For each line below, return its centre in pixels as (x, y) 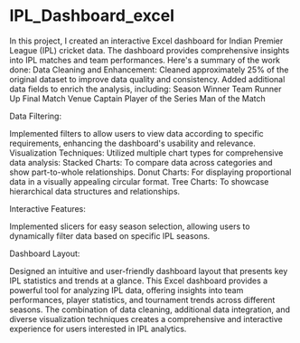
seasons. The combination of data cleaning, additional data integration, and (150, 310)
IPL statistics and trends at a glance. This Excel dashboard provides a (139, 281)
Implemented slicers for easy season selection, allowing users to (130, 226)
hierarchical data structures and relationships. (95, 191)
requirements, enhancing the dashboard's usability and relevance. (132, 143)
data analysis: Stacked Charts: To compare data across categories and (141, 162)
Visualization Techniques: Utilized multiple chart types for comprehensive (146, 152)
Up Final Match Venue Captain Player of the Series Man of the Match (138, 98)
